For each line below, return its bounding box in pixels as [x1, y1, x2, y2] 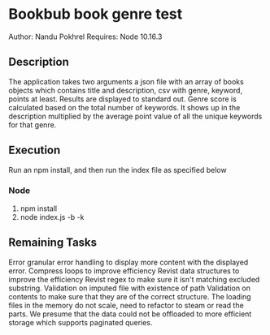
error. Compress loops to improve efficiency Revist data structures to [8, 265, 240, 276]
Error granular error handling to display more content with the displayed [8, 257, 249, 267]
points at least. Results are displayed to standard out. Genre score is [8, 94, 237, 104]
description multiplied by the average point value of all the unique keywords [8, 111, 263, 121]
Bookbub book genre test [8, 5, 183, 24]
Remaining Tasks [8, 236, 98, 250]
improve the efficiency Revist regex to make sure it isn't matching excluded [8, 274, 260, 284]
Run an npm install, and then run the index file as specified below [8, 165, 227, 174]
